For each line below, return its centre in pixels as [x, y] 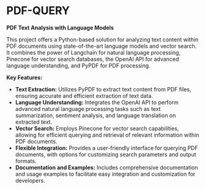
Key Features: [24, 77]
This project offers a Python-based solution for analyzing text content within [102, 39]
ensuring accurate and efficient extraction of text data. [84, 96]
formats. [26, 161]
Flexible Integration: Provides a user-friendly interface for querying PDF [106, 148]
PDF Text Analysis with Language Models [60, 28]
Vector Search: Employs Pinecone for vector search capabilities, [97, 128]
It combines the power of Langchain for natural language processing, [93, 52]
